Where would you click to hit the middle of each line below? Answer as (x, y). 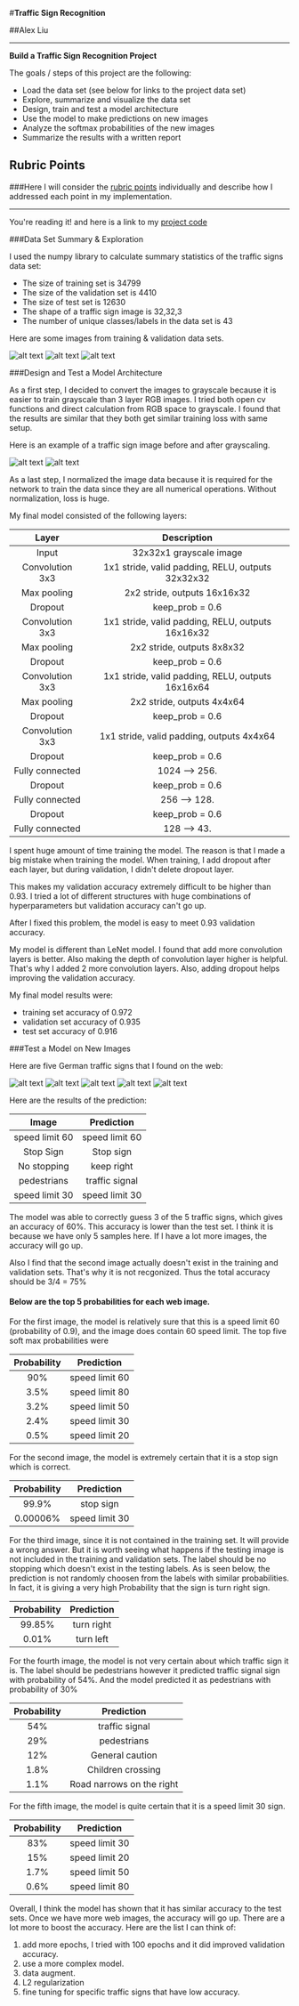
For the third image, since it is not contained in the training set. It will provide (149, 1541)
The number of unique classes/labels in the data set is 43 (127, 320)
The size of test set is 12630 (74, 302)
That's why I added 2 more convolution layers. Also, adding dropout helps (145, 968)
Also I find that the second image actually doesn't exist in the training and (144, 1262)
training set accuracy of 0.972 (77, 1012)
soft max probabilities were (59, 1341)
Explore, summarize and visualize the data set (106, 100)
